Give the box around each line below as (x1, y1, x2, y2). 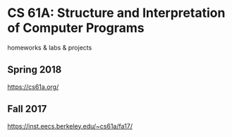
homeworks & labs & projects (7, 43, 92, 52)
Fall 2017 (7, 103, 47, 115)
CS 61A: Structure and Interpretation (7, 5, 226, 21)
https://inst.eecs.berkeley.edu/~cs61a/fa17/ (7, 121, 133, 130)
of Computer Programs (7, 20, 145, 36)
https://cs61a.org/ (7, 83, 59, 91)
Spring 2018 (7, 64, 62, 76)
